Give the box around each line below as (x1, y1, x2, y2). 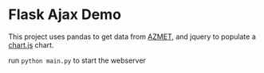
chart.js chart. (8, 40, 54, 49)
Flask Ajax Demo (8, 6, 122, 24)
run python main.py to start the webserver (8, 56, 146, 65)
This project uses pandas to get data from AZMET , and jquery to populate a (8, 32, 257, 41)
